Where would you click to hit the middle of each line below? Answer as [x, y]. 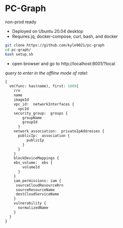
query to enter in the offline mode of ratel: [47, 73]
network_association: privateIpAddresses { [59, 131]
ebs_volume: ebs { [33, 163]
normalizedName [33, 208]
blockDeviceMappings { [36, 158]
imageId [21, 100]
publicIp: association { [44, 136]
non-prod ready [21, 22]
